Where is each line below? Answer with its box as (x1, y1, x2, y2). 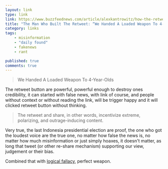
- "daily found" (14, 40, 48, 45)
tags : (5, 31, 16, 36)
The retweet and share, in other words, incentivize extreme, (17, 112, 141, 118)
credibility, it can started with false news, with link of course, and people (5, 92, 154, 98)
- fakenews (14, 45, 37, 50)
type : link (5, 12, 28, 17)
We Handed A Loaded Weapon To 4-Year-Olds (17, 77, 114, 83)
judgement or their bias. (5, 148, 54, 154)
